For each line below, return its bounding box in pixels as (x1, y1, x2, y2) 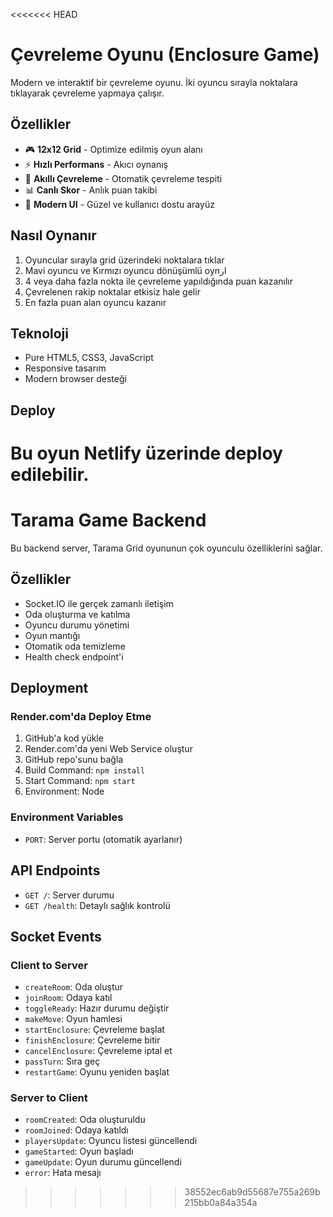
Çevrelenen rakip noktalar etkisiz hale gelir (24, 285, 201, 298)
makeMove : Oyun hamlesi (24, 1013, 123, 1025)
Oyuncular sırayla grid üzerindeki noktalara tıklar (24, 254, 225, 266)
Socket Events (10, 928, 102, 945)
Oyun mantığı (24, 629, 81, 641)
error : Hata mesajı (24, 1167, 102, 1179)
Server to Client (10, 1091, 88, 1105)
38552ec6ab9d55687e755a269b (184, 1186, 321, 1198)
